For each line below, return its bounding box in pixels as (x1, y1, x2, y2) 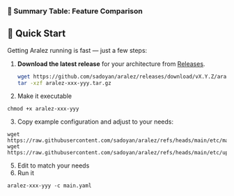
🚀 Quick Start (7, 28, 66, 40)
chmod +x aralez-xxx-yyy (7, 106, 79, 113)
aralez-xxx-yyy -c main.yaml (7, 182, 92, 190)
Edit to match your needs (17, 161, 90, 170)
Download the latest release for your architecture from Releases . (17, 59, 205, 68)
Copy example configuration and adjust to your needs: (17, 117, 174, 126)
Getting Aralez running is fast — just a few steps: (7, 46, 148, 54)
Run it (17, 169, 35, 177)
